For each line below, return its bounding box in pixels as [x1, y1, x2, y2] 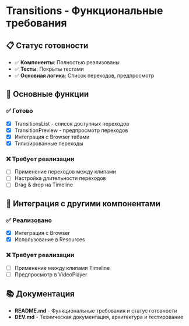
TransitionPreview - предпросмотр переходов [14, 127, 128, 134]
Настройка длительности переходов [14, 175, 106, 182]
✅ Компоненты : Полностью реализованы [14, 59, 120, 65]
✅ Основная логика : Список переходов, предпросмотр [14, 72, 155, 79]
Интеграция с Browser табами [14, 133, 90, 140]
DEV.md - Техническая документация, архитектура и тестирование [14, 314, 184, 321]
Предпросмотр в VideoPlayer [14, 270, 87, 278]
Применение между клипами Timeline [14, 264, 110, 271]
